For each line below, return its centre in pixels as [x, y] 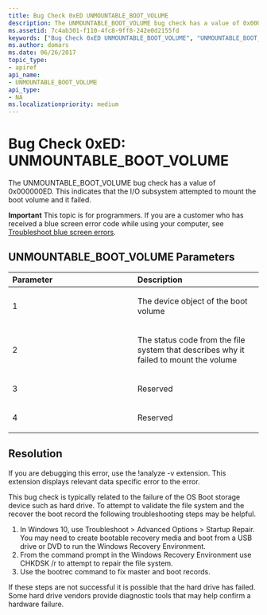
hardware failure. [36, 604]
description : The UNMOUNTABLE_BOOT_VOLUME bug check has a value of [124, 23]
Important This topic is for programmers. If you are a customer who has [126, 215]
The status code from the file [192, 339]
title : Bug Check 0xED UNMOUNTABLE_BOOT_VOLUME [89, 16]
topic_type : [28, 61]
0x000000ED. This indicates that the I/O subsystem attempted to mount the [132, 191]
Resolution [35, 454]
